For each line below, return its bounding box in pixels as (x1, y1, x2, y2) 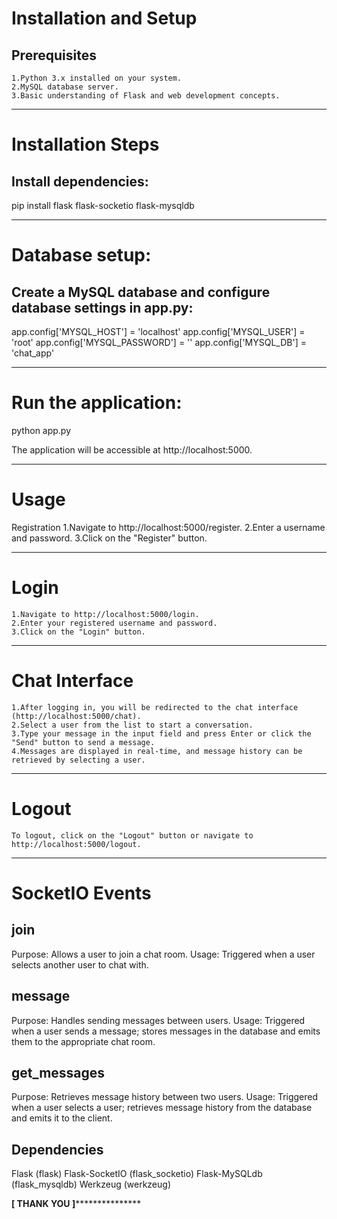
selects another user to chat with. (11, 958, 149, 971)
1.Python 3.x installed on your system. (11, 73, 183, 83)
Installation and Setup (11, 7, 198, 30)
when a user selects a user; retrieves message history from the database (11, 1102, 313, 1114)
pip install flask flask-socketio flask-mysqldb (11, 200, 195, 211)
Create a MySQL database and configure (11, 283, 271, 301)
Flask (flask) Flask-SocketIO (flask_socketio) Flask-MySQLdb (11, 1168, 263, 1180)
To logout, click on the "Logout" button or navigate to (11, 830, 254, 841)
